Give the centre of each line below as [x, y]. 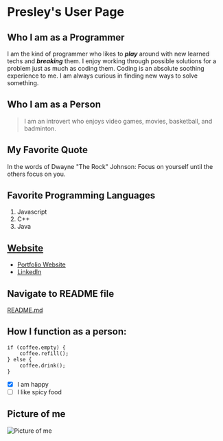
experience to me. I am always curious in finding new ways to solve [102, 76]
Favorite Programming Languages [81, 195]
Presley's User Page [66, 12]
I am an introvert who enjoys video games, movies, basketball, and [118, 121]
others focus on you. [36, 174]
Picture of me [36, 414]
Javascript [32, 212]
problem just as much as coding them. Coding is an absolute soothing [106, 68]
